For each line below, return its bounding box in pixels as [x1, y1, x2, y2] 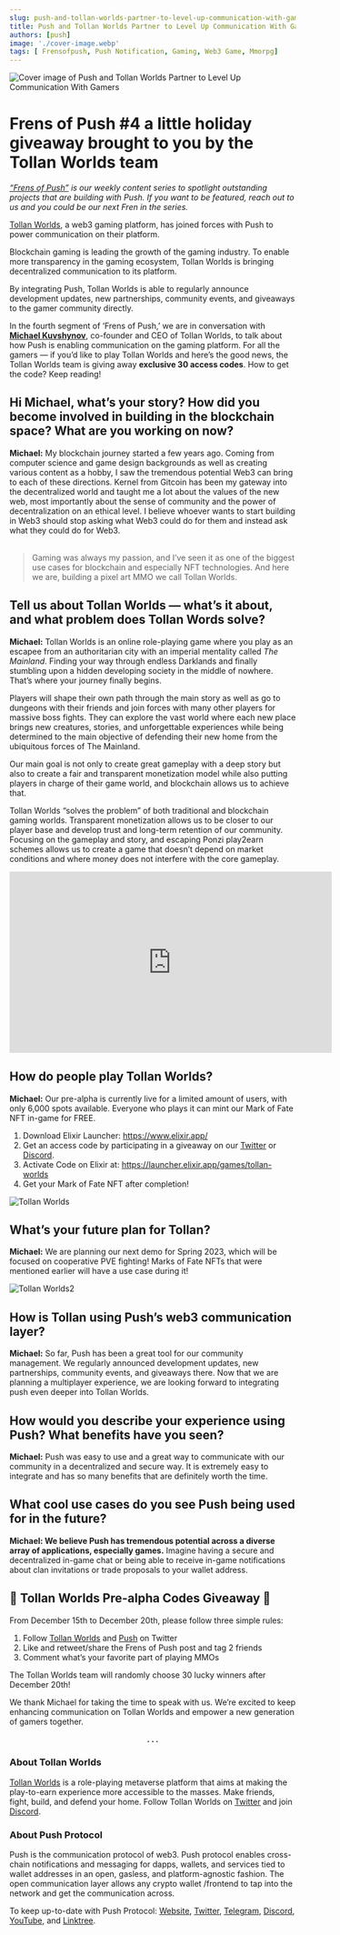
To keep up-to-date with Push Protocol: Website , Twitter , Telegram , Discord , [9, 1906, 295, 1917]
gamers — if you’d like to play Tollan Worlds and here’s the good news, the [9, 349, 289, 360]
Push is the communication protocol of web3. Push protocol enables [9, 1850, 265, 1860]
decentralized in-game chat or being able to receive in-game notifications [9, 1554, 286, 1565]
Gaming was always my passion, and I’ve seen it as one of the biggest [31, 552, 295, 563]
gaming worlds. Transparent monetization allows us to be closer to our [9, 815, 275, 826]
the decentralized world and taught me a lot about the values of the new [9, 486, 280, 496]
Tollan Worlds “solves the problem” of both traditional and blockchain [9, 805, 269, 816]
